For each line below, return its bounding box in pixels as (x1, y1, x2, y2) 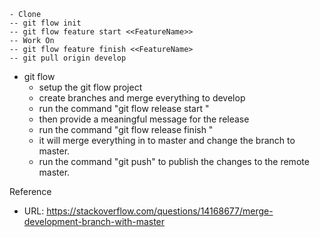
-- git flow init (9, 18, 82, 28)
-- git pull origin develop (9, 53, 127, 63)
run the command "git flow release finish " (38, 124, 214, 135)
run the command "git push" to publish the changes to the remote (38, 156, 310, 167)
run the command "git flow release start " (38, 103, 210, 114)
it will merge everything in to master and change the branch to (38, 135, 296, 146)
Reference (9, 186, 52, 197)
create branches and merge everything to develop (38, 92, 246, 104)
